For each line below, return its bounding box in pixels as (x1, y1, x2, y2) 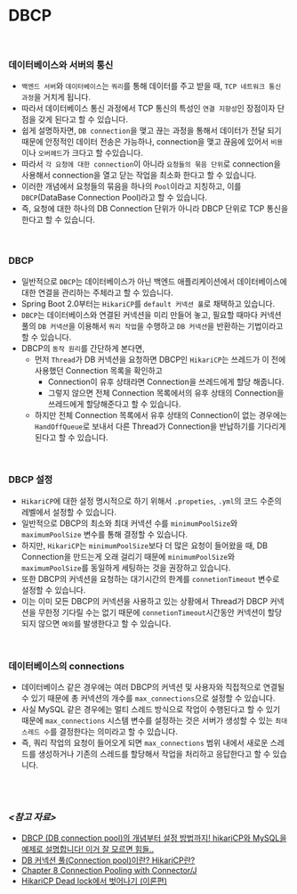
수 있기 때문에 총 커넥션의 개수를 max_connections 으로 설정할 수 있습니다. (20, 693, 276, 704)
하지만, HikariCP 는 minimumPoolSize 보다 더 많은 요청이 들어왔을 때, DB (20, 540, 269, 551)
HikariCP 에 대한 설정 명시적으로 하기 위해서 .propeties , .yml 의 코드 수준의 (20, 496, 282, 506)
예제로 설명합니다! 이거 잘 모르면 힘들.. (20, 844, 155, 855)
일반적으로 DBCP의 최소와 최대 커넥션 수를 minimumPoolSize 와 (20, 518, 238, 529)
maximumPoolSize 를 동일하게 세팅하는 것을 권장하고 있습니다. (20, 562, 231, 573)
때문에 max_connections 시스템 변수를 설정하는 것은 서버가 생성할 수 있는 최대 (20, 715, 288, 726)
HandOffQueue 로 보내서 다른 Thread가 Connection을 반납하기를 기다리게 (34, 421, 286, 431)
